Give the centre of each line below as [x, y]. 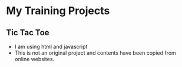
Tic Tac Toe [28, 33]
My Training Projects [58, 11]
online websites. [34, 59]
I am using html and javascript [51, 46]
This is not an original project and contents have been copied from [95, 53]
